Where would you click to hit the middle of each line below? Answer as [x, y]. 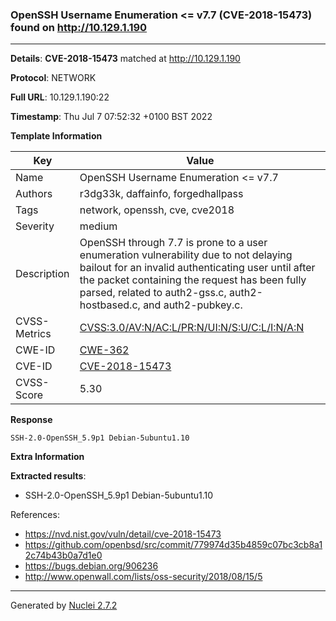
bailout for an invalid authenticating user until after [197, 268]
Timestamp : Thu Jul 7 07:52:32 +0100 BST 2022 [111, 117]
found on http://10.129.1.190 [79, 27]
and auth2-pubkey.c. [193, 305]
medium [98, 226]
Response [31, 420]
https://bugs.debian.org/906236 [91, 566]
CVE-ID [34, 366]
